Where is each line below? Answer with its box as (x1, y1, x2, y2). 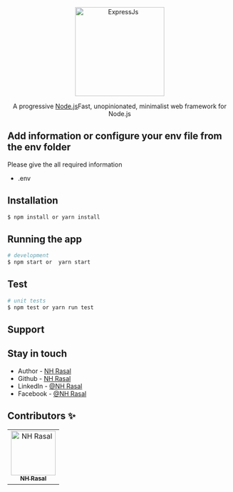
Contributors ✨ (7, 410, 76, 422)
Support (7, 324, 45, 336)
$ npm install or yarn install (7, 214, 100, 221)
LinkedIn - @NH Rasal (17, 382, 83, 390)
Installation (7, 194, 58, 206)
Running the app (7, 233, 82, 245)
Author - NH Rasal (17, 367, 71, 375)
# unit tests (7, 297, 46, 304)
